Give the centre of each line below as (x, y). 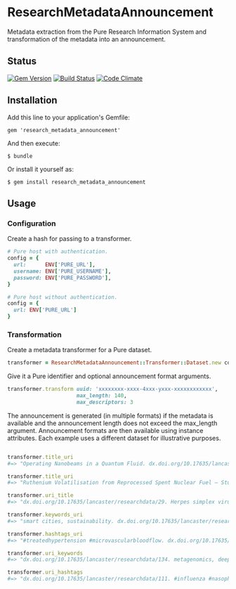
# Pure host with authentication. (58, 252)
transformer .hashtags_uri (45, 534)
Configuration (32, 224)
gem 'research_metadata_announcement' (64, 130)
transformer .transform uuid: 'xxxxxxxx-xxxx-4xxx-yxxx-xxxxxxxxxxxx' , (113, 389)
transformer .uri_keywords (45, 553)
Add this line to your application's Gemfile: (68, 117)
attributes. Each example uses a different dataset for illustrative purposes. (114, 438)
